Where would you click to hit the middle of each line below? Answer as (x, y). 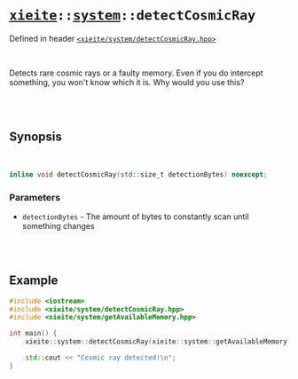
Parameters (35, 197)
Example (34, 281)
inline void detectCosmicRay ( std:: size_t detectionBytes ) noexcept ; (138, 174)
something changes (58, 225)
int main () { (33, 334)
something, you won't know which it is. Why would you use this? (127, 82)
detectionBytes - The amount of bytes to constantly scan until (136, 217)
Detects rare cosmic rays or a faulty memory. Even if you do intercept (136, 73)
